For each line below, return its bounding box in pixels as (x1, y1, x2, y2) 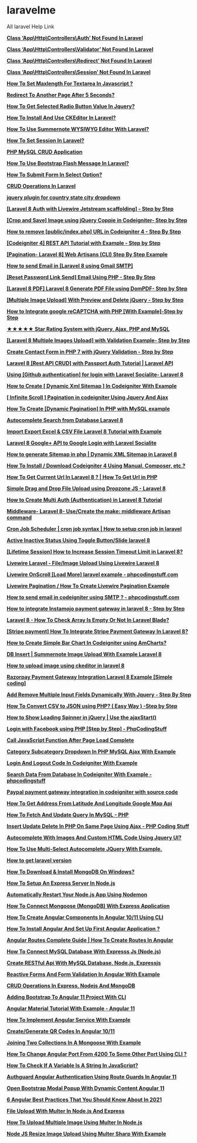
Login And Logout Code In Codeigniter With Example (6, 759, 138, 766)
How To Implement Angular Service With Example (6, 1016, 131, 1023)
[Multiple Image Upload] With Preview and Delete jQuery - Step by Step (6, 296, 184, 303)
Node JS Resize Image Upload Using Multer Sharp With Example (6, 1130, 167, 1137)
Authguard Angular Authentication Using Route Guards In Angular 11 (6, 1073, 177, 1080)
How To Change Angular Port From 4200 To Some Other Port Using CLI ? (6, 1050, 187, 1057)
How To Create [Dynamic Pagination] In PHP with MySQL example (6, 405, 170, 412)
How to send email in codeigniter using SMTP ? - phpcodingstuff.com (6, 593, 179, 600)
